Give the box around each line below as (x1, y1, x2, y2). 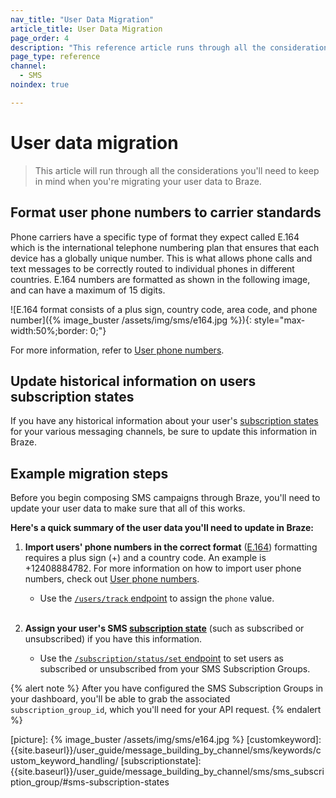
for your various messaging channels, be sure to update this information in (10, 426, 318, 438)
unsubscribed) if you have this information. (24, 633, 203, 645)
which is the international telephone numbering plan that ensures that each (10, 241, 320, 253)
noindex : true (10, 80, 70, 90)
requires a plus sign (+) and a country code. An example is (24, 552, 267, 564)
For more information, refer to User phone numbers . (10, 344, 225, 356)
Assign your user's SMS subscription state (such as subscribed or (24, 622, 305, 635)
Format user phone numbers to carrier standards (10, 204, 322, 221)
